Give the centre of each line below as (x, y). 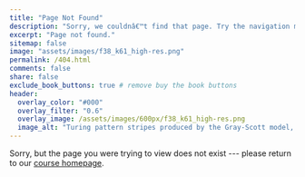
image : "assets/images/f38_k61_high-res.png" (97, 52)
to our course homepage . (57, 163)
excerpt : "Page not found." (63, 34)
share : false (34, 77)
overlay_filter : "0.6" (60, 111)
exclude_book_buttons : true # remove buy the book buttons (123, 85)
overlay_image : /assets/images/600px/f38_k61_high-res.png (132, 119)
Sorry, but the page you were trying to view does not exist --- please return (151, 153)
